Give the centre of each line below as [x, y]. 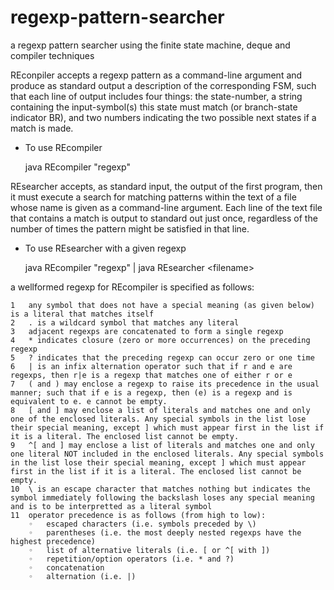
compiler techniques [52, 55]
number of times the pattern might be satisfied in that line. [130, 228]
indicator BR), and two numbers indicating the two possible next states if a [163, 117]
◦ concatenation [66, 567]
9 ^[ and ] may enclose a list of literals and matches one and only [162, 445]
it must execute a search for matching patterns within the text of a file [153, 197]
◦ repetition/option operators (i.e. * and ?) [131, 559]
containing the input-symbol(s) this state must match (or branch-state [154, 107]
